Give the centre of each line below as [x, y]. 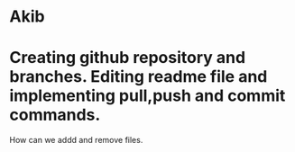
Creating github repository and [128, 58]
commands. [55, 115]
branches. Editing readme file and [138, 77]
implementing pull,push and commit [147, 96]
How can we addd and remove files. [76, 140]
